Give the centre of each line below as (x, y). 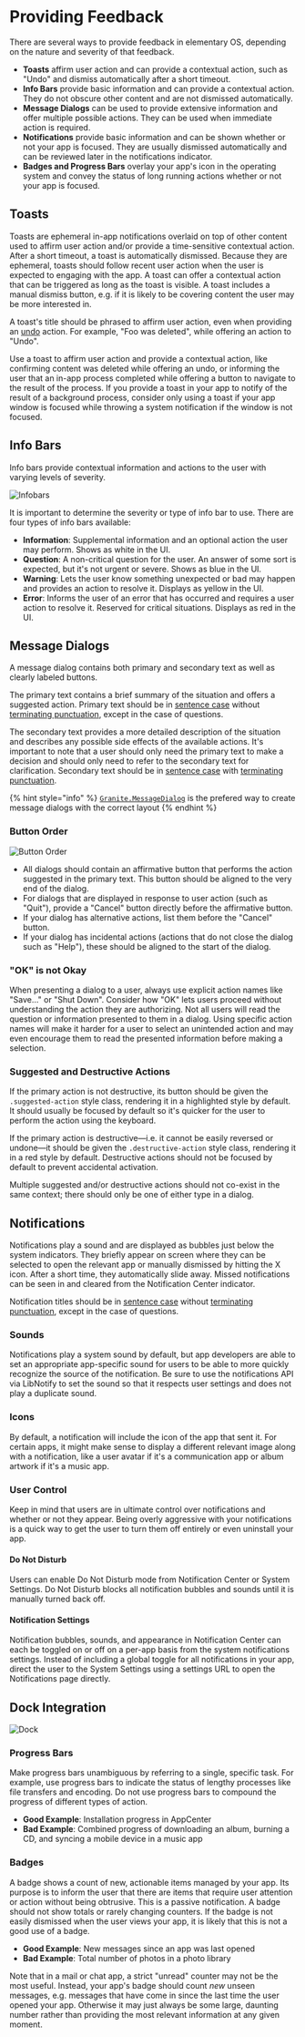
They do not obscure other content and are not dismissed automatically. (158, 98)
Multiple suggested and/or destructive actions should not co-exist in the (145, 1185)
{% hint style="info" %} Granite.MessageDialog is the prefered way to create (152, 798)
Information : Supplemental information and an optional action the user (155, 540)
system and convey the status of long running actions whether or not (152, 176)
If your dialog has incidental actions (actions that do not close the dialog (158, 937)
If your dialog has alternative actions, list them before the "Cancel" (147, 917)
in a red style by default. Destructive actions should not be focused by (141, 1157)
